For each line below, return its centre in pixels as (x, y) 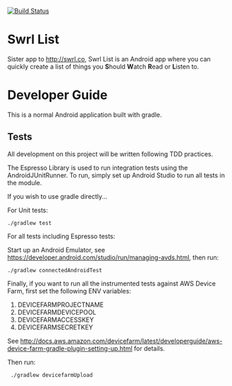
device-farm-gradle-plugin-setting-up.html (70, 348)
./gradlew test (30, 223)
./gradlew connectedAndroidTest (55, 270)
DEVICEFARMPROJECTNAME (61, 305)
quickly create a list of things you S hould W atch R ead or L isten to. (103, 66)
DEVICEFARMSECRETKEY (55, 327)
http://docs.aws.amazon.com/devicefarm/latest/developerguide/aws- (121, 341)
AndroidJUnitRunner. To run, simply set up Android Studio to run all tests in (116, 175)
